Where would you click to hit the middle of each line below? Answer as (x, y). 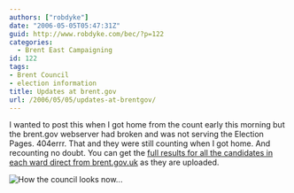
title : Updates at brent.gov (63, 91)
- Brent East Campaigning (65, 50)
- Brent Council (39, 75)
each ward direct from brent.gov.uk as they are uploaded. (114, 162)
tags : (19, 67)
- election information (53, 83)
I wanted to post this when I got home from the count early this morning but (147, 125)
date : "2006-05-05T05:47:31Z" (65, 26)
